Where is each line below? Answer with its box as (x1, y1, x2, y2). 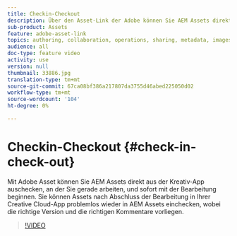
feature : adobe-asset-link (7, 30, 87, 37)
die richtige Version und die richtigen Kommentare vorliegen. (7, 207, 185, 216)
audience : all (7, 43, 49, 50)
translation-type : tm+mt (7, 76, 80, 83)
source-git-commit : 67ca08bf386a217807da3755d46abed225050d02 (7, 83, 194, 90)
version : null (7, 63, 49, 70)
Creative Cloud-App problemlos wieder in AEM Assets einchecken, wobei (7, 199, 221, 208)
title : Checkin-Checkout (7, 10, 80, 18)
